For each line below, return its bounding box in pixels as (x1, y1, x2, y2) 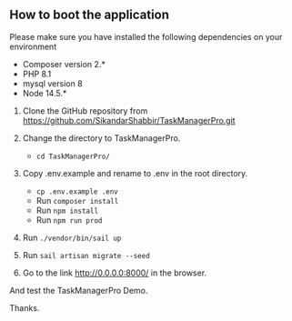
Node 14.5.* (22, 87, 67, 98)
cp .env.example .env (35, 186, 118, 196)
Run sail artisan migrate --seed (22, 249, 150, 260)
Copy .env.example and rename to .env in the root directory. (22, 167, 248, 178)
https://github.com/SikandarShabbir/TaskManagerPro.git (22, 115, 236, 125)
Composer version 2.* (22, 58, 106, 69)
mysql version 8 (22, 77, 84, 89)
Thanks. (9, 302, 40, 313)
